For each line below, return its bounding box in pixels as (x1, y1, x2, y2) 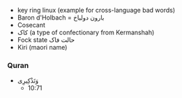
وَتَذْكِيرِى (17, 76, 39, 85)
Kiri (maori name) (17, 43, 68, 51)
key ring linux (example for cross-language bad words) (17, 6, 176, 14)
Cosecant (17, 21, 45, 29)
